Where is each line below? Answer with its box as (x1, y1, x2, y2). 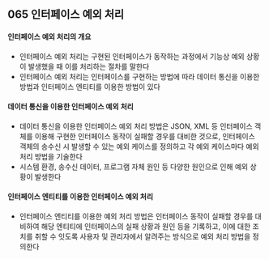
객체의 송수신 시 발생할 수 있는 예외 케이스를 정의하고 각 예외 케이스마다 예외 (19, 141, 260, 151)
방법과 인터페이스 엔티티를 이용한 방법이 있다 (19, 82, 161, 91)
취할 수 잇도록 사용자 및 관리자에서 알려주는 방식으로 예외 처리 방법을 (34, 231, 251, 241)
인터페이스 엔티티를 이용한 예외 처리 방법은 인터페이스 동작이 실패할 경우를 (19, 211, 254, 221)
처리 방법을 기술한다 (19, 151, 83, 161)
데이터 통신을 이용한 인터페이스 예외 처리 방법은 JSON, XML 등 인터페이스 (19, 121, 253, 131)
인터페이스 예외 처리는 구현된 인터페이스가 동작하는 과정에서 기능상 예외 (19, 51, 245, 61)
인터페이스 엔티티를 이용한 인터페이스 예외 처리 (7, 192, 154, 202)
